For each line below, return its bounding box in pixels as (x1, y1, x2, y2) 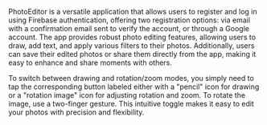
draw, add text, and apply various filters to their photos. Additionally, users (8, 41, 255, 50)
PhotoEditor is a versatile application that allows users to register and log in (8, 7, 257, 16)
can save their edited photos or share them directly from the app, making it (8, 50, 257, 58)
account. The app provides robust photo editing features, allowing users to (8, 32, 256, 42)
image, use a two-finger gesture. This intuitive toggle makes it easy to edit (8, 99, 255, 108)
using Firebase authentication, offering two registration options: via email (8, 15, 251, 25)
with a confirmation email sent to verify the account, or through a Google (8, 24, 249, 33)
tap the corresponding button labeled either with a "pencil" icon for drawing (8, 82, 260, 91)
